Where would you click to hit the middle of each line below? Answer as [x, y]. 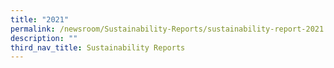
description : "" [44, 38]
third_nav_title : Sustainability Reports [98, 47]
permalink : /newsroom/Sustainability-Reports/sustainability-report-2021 [167, 29]
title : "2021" [40, 19]
